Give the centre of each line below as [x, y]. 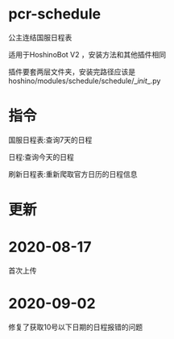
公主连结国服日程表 [40, 37]
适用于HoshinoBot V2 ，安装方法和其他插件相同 [87, 54]
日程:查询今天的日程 [41, 157]
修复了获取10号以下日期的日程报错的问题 [76, 327]
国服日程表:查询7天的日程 [50, 140]
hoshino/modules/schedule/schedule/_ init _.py [85, 81]
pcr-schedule [55, 14]
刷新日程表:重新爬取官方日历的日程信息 [73, 174]
